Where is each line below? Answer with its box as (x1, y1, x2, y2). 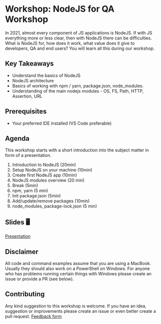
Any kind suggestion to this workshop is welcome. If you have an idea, (5, 303, 147, 309)
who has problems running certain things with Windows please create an (5, 271, 152, 276)
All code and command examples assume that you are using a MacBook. (5, 261, 151, 266)
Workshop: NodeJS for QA (5, 3, 115, 15)
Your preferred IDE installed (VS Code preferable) (12, 120, 112, 126)
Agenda (5, 134, 30, 142)
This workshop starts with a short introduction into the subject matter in (5, 147, 149, 153)
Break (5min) (12, 183, 39, 189)
